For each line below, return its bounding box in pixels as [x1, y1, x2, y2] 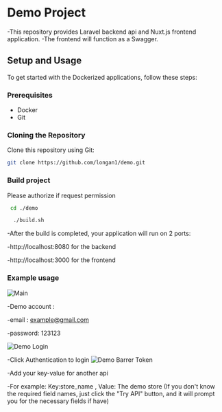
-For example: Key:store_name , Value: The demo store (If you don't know [7, 382, 216, 390]
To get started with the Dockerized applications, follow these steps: [7, 73, 197, 81]
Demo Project [7, 5, 86, 21]
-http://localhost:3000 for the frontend [7, 256, 116, 264]
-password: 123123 [7, 329, 61, 337]
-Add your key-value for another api [7, 369, 108, 377]
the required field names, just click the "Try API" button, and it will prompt [7, 389, 215, 398]
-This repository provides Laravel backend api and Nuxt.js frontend [7, 28, 197, 36]
